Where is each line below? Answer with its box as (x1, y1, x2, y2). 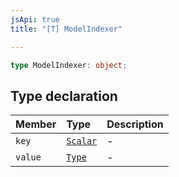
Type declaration (10, 87, 118, 105)
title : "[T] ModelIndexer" (10, 24, 123, 34)
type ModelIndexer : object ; (10, 60, 128, 70)
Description (106, 117, 164, 131)
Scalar (66, 136, 98, 147)
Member (15, 117, 57, 131)
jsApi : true (10, 14, 60, 25)
